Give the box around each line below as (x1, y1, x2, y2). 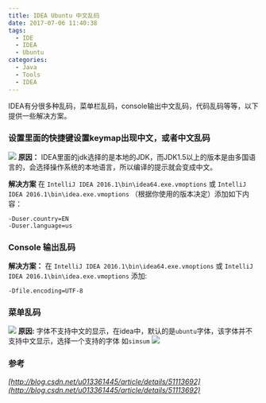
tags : (8, 26, 26, 34)
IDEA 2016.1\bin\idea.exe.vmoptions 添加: (8, 271, 148, 281)
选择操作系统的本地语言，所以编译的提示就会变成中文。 (35, 162, 217, 172)
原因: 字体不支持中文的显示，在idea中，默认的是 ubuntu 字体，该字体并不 (17, 327, 253, 336)
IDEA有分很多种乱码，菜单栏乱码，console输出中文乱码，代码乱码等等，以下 (8, 101, 259, 110)
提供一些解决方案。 (8, 110, 71, 120)
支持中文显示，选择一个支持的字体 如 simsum (8, 336, 150, 346)
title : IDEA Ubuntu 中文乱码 (8, 11, 100, 20)
